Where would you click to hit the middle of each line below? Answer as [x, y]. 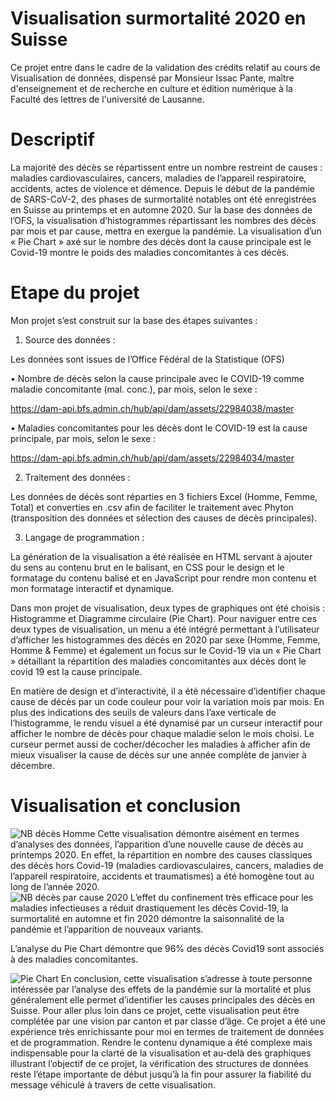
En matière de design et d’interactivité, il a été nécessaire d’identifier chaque [168, 691]
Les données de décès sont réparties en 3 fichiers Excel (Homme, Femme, [164, 496]
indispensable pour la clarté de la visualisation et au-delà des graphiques [161, 1053]
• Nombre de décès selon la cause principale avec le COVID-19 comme [157, 378]
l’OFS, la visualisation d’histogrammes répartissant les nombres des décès [163, 220]
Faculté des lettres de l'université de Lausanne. [107, 99]
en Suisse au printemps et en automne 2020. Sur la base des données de [161, 209]
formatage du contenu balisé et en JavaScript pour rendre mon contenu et [163, 578]
